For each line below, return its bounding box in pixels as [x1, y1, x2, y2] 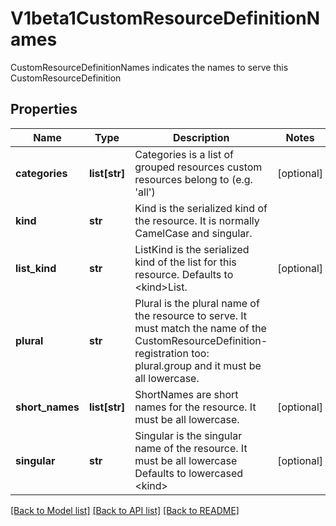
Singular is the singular [134, 428, 243, 442]
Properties [10, 101, 78, 118]
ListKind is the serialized [134, 242, 250, 256]
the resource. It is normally [134, 213, 260, 227]
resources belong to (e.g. [134, 172, 253, 186]
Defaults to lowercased [134, 466, 244, 480]
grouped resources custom [134, 160, 263, 174]
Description [172, 130, 230, 144]
